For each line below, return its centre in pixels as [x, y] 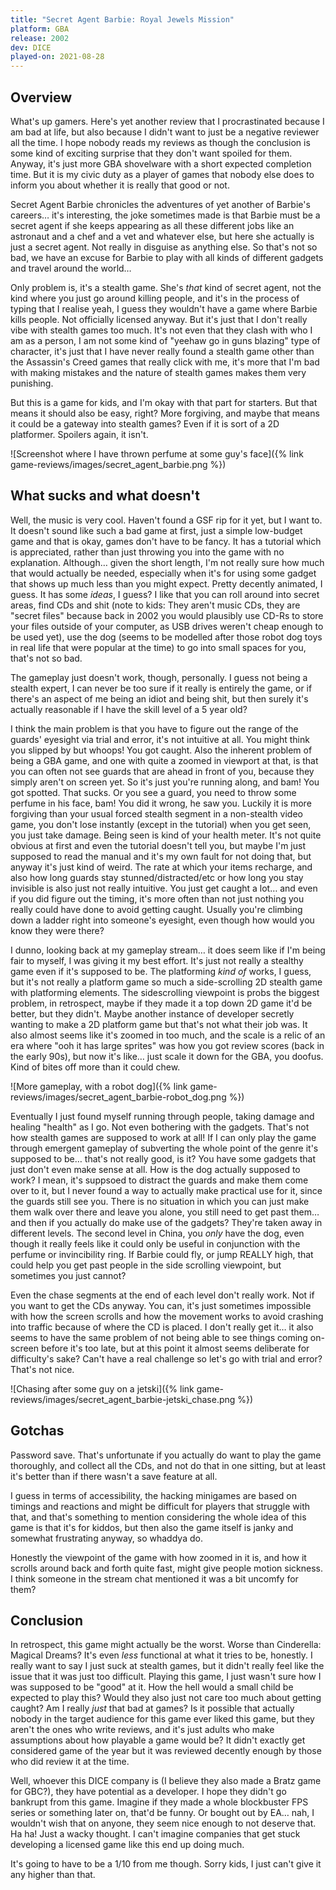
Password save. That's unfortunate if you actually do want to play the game [166, 1455]
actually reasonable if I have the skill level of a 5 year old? [129, 709]
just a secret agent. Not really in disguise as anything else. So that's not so [164, 247]
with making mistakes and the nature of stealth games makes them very [158, 372]
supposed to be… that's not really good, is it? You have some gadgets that [163, 1158]
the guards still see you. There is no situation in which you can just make [160, 1201]
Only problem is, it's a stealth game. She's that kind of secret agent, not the [166, 287]
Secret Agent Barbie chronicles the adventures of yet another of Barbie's [160, 204]
